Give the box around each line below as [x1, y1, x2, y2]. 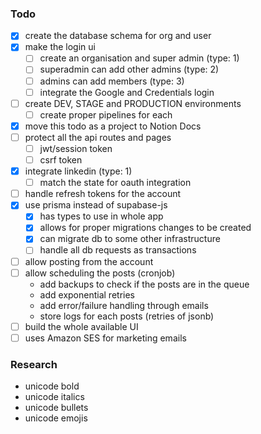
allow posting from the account [24, 255, 154, 267]
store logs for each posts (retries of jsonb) [39, 310, 215, 322]
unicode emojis [24, 412, 88, 424]
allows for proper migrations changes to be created [39, 222, 252, 234]
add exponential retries [39, 288, 135, 301]
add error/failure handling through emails [39, 299, 209, 311]
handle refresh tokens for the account [24, 188, 182, 200]
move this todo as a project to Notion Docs [24, 120, 202, 132]
